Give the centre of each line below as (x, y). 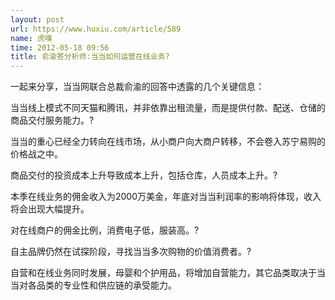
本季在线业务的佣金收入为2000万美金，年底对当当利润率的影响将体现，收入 (166, 197)
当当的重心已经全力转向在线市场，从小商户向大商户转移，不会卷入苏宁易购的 (168, 142)
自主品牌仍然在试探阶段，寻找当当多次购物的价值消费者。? (131, 252)
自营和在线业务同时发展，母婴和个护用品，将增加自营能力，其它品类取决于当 (168, 273)
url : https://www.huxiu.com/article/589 (96, 29)
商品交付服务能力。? (52, 120)
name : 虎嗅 (31, 38)
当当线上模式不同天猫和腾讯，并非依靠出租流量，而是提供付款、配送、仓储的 (168, 108)
